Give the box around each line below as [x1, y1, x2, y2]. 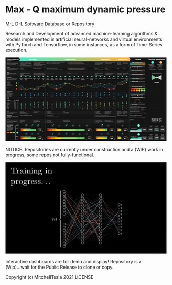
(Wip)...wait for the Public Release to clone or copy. [5, 264, 114, 270]
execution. [5, 47, 28, 53]
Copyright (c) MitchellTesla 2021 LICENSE [5, 274, 94, 280]
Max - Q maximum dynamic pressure [5, 4, 166, 15]
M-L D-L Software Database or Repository [5, 21, 95, 27]
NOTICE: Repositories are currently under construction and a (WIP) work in [5, 146, 163, 152]
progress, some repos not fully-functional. [5, 152, 95, 158]
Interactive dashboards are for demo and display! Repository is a [5, 258, 142, 264]
